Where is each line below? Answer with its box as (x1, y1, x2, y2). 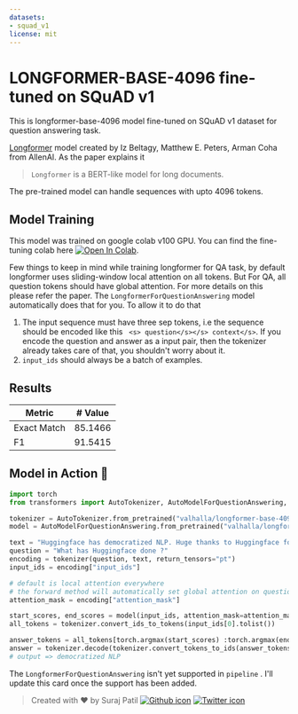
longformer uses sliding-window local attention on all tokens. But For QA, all (9, 271, 286, 282)
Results (9, 381, 52, 396)
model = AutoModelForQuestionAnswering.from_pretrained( (9, 522, 224, 531)
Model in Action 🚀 (9, 467, 109, 482)
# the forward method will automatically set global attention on (9, 587, 260, 596)
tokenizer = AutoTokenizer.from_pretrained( (9, 514, 176, 523)
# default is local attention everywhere (9, 578, 165, 588)
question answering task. (9, 125, 102, 136)
